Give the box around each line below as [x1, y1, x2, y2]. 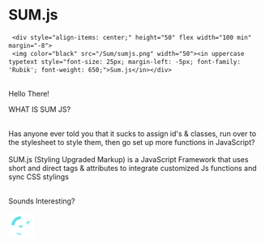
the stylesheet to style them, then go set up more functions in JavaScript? [8, 137, 255, 147]
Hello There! [8, 88, 50, 98]
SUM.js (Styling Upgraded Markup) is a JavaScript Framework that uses [8, 154, 249, 164]
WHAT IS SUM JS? [8, 104, 71, 114]
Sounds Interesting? [8, 196, 75, 206]
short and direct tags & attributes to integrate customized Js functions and [8, 163, 257, 173]
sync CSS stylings [8, 172, 69, 182]
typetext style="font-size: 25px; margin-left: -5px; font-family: [8, 58, 241, 66]
